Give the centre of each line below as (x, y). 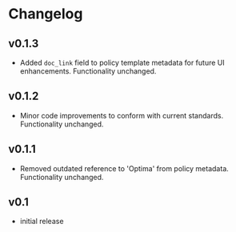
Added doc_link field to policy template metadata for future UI (122, 62)
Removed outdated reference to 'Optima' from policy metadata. (124, 168)
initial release (42, 222)
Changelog (46, 14)
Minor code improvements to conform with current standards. (122, 115)
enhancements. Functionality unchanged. (88, 71)
